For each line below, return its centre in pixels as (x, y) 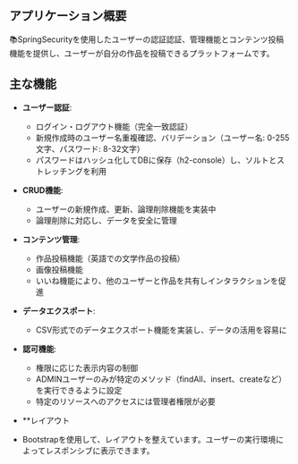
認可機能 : (39, 349)
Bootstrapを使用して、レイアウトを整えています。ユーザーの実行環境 (149, 439)
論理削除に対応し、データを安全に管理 (106, 220)
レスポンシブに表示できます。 (100, 451)
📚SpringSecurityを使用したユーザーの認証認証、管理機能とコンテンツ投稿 (147, 39)
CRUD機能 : (43, 190)
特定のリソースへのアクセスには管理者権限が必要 (126, 401)
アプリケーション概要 (68, 16)
